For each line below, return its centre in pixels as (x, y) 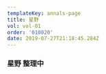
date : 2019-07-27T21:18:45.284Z (53, 39)
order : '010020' (30, 32)
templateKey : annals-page (44, 13)
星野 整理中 (26, 64)
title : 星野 (23, 20)
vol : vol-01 (24, 26)
